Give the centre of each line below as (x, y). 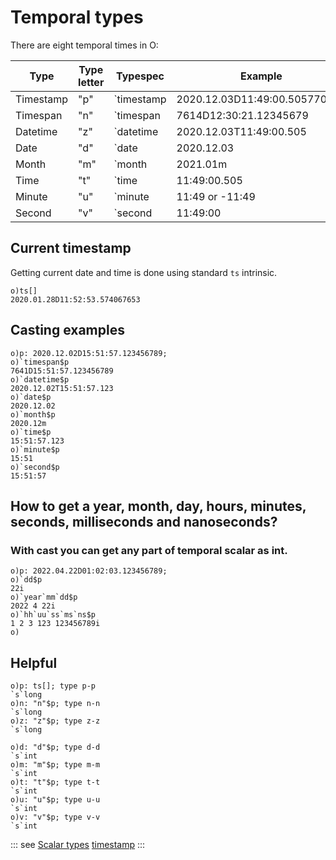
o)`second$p (35, 467)
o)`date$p (31, 397)
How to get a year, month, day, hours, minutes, (158, 506)
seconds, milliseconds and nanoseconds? (144, 521)
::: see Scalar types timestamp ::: (78, 845)
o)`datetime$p (40, 379)
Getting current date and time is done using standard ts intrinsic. (144, 272)
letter (91, 82)
